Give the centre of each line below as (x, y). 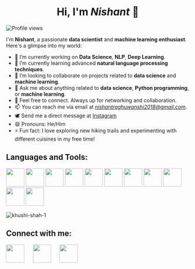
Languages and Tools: (47, 157)
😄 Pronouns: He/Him (40, 124)
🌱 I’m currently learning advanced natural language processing (91, 63)
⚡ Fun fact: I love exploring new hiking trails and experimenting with (95, 130)
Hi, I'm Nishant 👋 (98, 12)
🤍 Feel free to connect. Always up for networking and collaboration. (95, 100)
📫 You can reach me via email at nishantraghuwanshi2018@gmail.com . (101, 107)
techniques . (29, 69)
